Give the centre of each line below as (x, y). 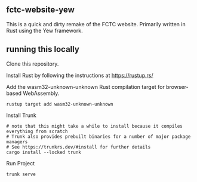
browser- (178, 87)
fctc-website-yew (40, 10)
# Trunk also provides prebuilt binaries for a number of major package (98, 137)
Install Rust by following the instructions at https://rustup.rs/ (80, 75)
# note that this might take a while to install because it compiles (95, 126)
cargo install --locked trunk (44, 152)
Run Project (21, 163)
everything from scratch (37, 131)
